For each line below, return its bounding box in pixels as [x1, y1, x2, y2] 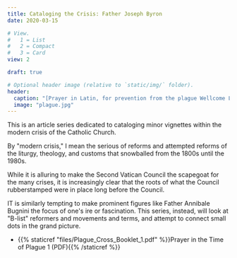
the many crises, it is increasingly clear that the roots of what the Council [7, 178, 220, 187]
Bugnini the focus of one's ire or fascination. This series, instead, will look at [7, 206, 229, 216]
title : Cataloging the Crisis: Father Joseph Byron [7, 10, 162, 18]
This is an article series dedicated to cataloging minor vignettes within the [7, 121, 222, 129]
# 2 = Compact [7, 43, 55, 50]
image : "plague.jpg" [13, 101, 74, 108]
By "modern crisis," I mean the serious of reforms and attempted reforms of [7, 142, 228, 151]
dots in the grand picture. [7, 222, 81, 230]
